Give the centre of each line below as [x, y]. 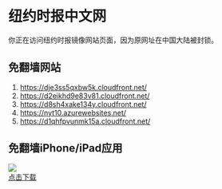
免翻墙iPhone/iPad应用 [65, 148]
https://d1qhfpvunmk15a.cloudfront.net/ [85, 121]
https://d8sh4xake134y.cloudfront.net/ [83, 104]
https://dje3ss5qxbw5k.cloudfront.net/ [83, 87]
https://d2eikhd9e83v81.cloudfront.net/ [85, 96]
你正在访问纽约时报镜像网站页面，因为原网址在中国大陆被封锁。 [113, 40]
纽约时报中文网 [57, 16]
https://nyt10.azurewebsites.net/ [73, 112]
